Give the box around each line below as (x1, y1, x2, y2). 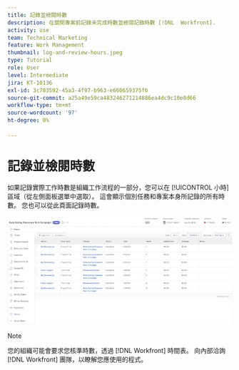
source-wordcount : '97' (7, 109, 78, 117)
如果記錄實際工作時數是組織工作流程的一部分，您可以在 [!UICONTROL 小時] (7, 183, 230, 192)
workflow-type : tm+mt (7, 102, 72, 109)
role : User (7, 64, 40, 71)
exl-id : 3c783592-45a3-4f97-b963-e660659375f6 (7, 86, 148, 94)
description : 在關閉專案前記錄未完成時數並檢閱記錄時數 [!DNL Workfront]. (7, 19, 216, 26)
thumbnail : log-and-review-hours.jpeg (7, 49, 123, 56)
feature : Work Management (7, 41, 84, 49)
